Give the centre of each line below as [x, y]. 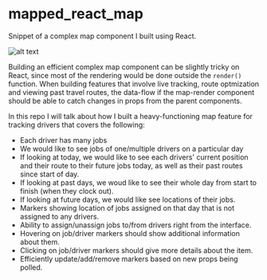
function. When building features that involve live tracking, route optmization [134, 84]
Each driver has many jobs [63, 140]
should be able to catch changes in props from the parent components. [125, 101]
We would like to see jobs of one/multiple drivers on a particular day [132, 148]
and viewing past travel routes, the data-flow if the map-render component [132, 92]
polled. [31, 267]
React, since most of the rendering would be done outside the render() [125, 75]
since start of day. [49, 174]
